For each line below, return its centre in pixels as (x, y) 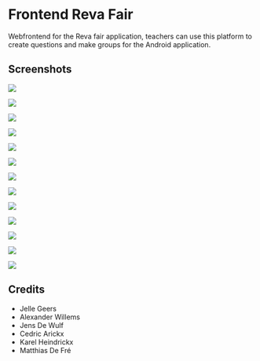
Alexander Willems (50, 317)
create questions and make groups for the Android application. (110, 44)
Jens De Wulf (42, 325)
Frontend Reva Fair (71, 15)
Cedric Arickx (42, 333)
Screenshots (40, 70)
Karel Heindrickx (46, 342)
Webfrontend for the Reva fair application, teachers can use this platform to (130, 36)
